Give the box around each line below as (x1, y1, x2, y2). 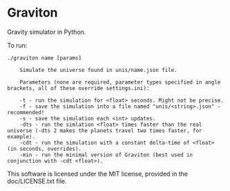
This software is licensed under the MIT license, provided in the (7, 170, 189, 178)
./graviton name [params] (7, 54, 82, 62)
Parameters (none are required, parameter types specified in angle (19, 78, 221, 86)
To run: (7, 41, 28, 49)
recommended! (7, 109, 45, 116)
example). (7, 133, 36, 140)
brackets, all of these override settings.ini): (7, 84, 150, 91)
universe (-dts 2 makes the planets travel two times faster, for (7, 127, 202, 134)
